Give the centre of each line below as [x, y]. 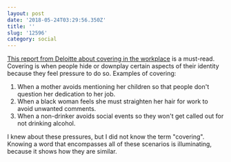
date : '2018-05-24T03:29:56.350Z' [57, 20]
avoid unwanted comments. [57, 109]
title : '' [21, 26]
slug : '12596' [28, 33]
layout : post [26, 13]
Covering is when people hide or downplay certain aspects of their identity [113, 66]
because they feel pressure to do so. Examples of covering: [92, 74]
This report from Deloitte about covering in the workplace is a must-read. [111, 59]
